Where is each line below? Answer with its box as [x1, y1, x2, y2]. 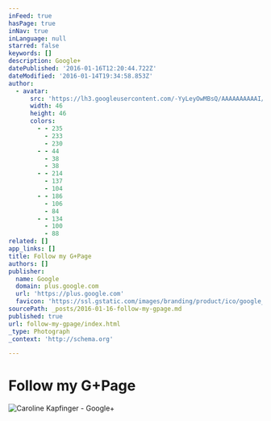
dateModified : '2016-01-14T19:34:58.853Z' [8, 72, 153, 80]
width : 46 [29, 102, 63, 110]
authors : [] [8, 259, 48, 267]
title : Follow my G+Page [8, 252, 92, 260]
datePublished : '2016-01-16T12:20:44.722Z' [8, 65, 157, 73]
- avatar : [15, 86, 48, 95]
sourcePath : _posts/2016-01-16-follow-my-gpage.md [8, 305, 182, 313]
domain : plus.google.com [15, 282, 99, 291]
